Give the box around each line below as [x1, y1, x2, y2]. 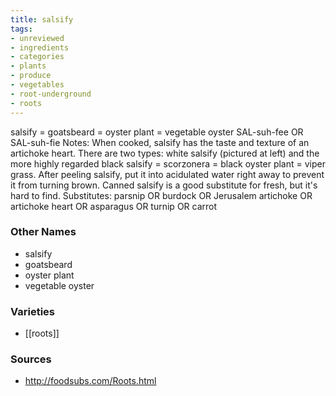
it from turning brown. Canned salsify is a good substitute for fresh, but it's [10, 179, 318, 191]
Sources [10, 352, 52, 366]
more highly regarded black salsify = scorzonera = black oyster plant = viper [10, 157, 326, 170]
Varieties [10, 304, 55, 318]
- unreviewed [10, 33, 65, 43]
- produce [10, 71, 52, 81]
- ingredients [10, 42, 70, 53]
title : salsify [10, 14, 74, 25]
